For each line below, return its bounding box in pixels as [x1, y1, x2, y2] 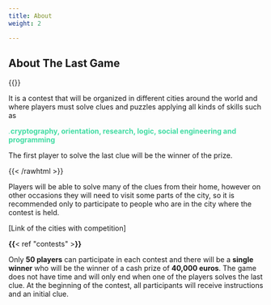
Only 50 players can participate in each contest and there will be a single [8, 255, 254, 265]
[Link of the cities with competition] [8, 223, 127, 233]
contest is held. [8, 208, 60, 218]
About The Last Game [8, 56, 121, 70]
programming [8, 135, 56, 145]
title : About [8, 11, 53, 20]
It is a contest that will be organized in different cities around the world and [8, 94, 258, 104]
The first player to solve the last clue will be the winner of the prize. [8, 150, 233, 160]
